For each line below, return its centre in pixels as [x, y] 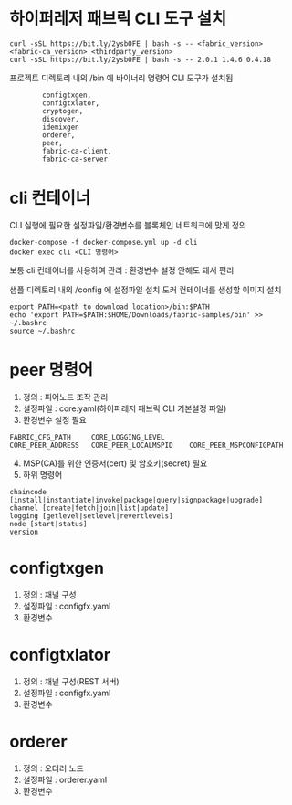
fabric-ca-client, [77, 151]
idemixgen [61, 127]
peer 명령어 [52, 370]
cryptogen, [63, 111]
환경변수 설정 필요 [54, 419]
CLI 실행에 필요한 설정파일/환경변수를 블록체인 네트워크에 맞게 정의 [128, 225]
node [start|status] [49, 524]
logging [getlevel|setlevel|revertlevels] [91, 516]
